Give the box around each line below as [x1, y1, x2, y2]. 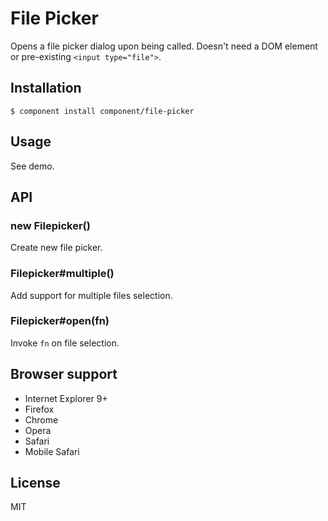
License [10, 475, 61, 492]
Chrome [24, 413, 59, 426]
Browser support [10, 366, 118, 383]
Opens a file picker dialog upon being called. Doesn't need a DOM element [10, 40, 318, 52]
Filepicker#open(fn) [10, 314, 110, 328]
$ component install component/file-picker [10, 106, 195, 116]
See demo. [10, 160, 55, 172]
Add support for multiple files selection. [10, 289, 173, 301]
